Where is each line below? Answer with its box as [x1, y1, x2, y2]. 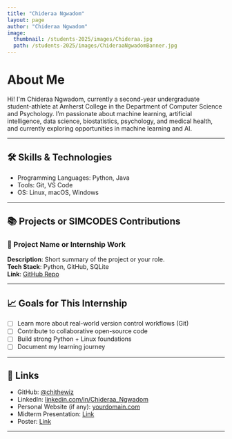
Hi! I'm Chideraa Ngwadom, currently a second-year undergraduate [7, 95, 200, 103]
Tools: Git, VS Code [17, 180, 73, 189]
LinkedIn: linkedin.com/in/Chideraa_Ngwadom [17, 395, 148, 404]
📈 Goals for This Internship [7, 297, 128, 309]
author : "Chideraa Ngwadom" [7, 23, 88, 30]
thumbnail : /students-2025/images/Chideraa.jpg [13, 36, 153, 43]
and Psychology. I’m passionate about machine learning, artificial [7, 109, 192, 118]
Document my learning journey [17, 343, 106, 351]
